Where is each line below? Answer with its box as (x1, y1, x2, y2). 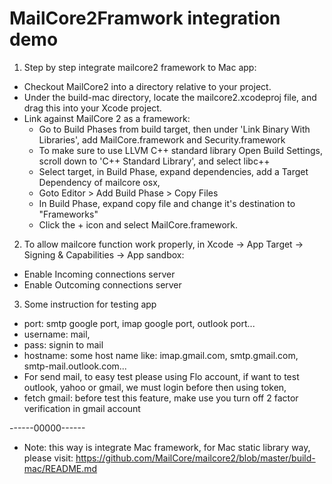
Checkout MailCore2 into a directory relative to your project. (23, 80, 272, 92)
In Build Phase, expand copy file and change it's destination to (38, 197, 296, 209)
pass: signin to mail (23, 338, 104, 351)
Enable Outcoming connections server (23, 278, 182, 291)
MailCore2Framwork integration (9, 7, 281, 30)
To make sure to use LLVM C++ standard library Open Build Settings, (38, 144, 323, 156)
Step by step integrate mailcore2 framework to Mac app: (23, 61, 257, 73)
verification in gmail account (23, 402, 141, 414)
